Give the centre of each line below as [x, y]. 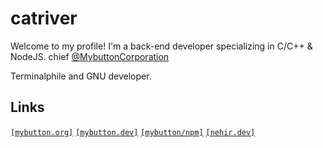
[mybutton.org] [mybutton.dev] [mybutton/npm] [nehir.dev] [133, 132]
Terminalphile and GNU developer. [81, 76]
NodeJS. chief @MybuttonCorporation [90, 56]
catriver [44, 18]
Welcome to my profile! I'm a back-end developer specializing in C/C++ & [161, 46]
